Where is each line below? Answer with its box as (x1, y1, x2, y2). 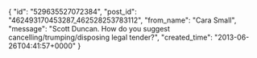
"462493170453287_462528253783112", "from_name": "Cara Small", (8, 15, 237, 25)
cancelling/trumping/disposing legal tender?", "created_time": (8, 32, 213, 42)
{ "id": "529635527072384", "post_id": (8, 7, 137, 16)
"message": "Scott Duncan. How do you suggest (8, 24, 171, 33)
